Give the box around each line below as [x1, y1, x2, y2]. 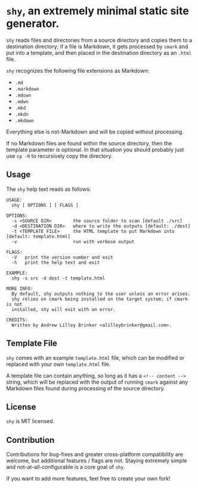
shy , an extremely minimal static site [6, 4, 189, 18]
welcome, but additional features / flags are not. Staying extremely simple [6, 457, 187, 464]
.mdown [14, 92, 32, 98]
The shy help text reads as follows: [6, 185, 91, 192]
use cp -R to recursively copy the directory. [6, 152, 113, 159]
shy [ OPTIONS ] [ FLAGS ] [11, 202, 79, 208]
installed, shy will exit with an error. [11, 306, 116, 312]
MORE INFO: [6, 285, 33, 291]
